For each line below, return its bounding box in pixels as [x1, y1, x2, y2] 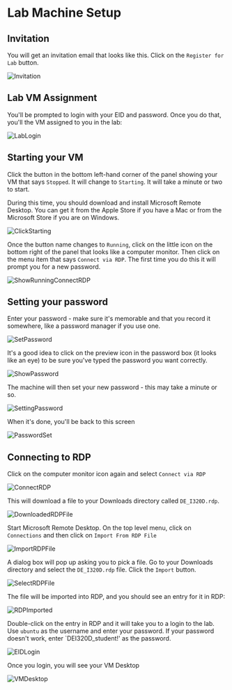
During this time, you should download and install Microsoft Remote [7, 198, 201, 207]
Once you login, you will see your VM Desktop [7, 661, 140, 670]
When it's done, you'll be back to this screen [7, 418, 135, 426]
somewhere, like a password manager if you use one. [7, 322, 161, 330]
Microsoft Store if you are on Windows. [7, 213, 120, 221]
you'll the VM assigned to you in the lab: [7, 118, 123, 126]
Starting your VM [7, 152, 84, 164]
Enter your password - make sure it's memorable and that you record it [7, 315, 211, 323]
